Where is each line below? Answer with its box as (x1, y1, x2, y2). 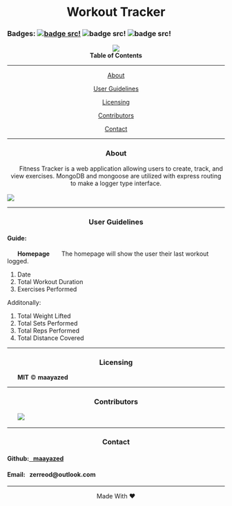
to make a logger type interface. (70, 179, 162, 187)
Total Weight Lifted (17, 312, 71, 320)
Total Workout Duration (17, 277, 84, 285)
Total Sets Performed (17, 319, 78, 327)
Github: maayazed (7, 454, 64, 463)
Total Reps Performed (17, 326, 80, 335)
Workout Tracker (66, 4, 166, 20)
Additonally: (7, 298, 41, 306)
